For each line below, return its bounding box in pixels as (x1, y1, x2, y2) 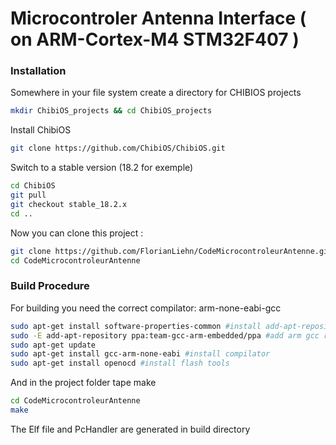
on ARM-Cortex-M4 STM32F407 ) (10, 28, 300, 51)
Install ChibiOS (10, 124, 72, 136)
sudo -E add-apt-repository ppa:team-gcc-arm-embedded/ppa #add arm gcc (10, 330, 320, 341)
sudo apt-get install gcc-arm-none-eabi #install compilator (10, 349, 271, 359)
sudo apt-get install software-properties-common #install (10, 321, 262, 331)
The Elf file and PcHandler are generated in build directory (10, 423, 251, 435)
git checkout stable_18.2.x (10, 199, 128, 209)
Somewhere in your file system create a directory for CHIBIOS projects (10, 87, 302, 99)
